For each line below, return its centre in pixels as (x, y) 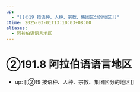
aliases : (17, 28)
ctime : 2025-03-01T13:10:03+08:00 (49, 22)
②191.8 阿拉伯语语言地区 (69, 65)
